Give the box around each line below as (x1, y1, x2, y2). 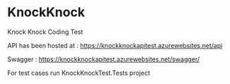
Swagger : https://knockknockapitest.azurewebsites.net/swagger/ (7, 54, 200, 64)
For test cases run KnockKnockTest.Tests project (7, 68, 151, 77)
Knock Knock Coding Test (7, 28, 84, 36)
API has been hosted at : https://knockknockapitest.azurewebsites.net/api (7, 41, 223, 49)
